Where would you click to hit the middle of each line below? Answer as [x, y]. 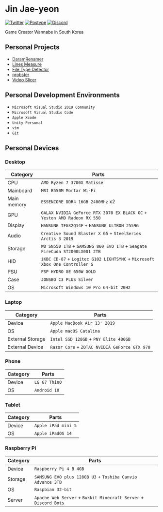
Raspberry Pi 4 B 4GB [59, 469]
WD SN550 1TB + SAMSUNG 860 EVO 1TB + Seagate [94, 246]
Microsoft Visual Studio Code [43, 112]
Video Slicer [24, 79]
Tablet [13, 405]
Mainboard [20, 191]
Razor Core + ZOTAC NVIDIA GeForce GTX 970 [100, 347]
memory [17, 205]
